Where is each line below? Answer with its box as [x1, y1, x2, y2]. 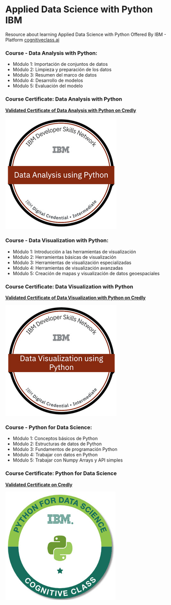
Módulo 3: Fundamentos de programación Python [12, 446, 117, 452]
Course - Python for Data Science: [5, 424, 92, 431]
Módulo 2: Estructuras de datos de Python [12, 441, 102, 447]
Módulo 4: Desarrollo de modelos [12, 78, 83, 84]
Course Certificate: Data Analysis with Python [5, 95, 123, 103]
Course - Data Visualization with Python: [5, 237, 109, 244]
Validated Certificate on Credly [5, 481, 72, 488]
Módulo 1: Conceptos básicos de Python [12, 435, 98, 442]
